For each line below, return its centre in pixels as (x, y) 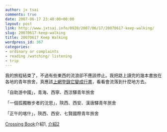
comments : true (21, 14)
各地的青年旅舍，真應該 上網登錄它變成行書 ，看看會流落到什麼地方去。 (77, 82)
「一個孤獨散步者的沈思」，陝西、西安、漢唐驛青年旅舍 (61, 103)
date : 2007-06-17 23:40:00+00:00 (40, 19)
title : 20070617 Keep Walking (37, 38)
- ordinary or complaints (32, 51)
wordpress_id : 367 (24, 42)
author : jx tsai (22, 10)
